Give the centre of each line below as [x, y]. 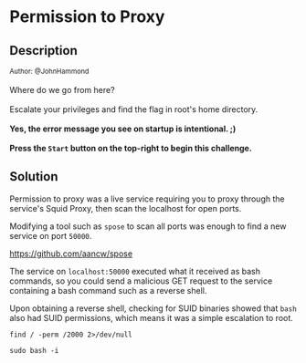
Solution [34, 176]
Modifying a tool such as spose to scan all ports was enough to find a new [148, 226]
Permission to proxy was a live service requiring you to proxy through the [147, 199]
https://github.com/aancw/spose [71, 254]
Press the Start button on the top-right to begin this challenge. [131, 148]
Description [43, 51]
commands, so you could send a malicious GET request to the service [141, 281]
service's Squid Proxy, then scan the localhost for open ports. [126, 208]
